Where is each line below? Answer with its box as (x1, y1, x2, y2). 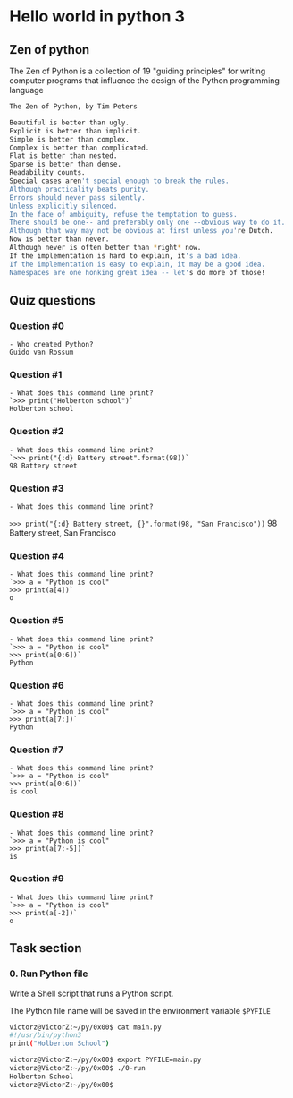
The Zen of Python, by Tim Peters (9, 102, 138, 111)
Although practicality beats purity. (9, 184, 150, 193)
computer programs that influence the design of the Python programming (9, 75, 280, 86)
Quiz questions (9, 293, 96, 308)
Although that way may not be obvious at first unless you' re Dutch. (9, 227, 274, 236)
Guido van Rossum (9, 347, 74, 357)
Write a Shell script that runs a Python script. (9, 988, 174, 999)
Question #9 (9, 872, 64, 885)
